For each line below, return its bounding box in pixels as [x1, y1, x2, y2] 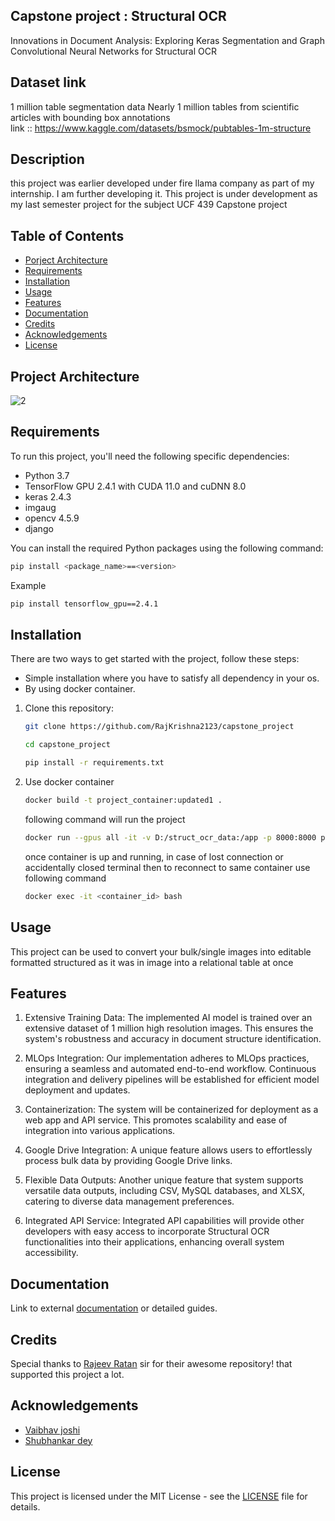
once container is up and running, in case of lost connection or [24, 850, 284, 863]
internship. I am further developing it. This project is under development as [10, 188, 318, 200]
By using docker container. [24, 683, 136, 695]
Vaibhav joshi [24, 1424, 81, 1436]
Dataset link [10, 74, 87, 91]
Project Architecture [10, 368, 140, 385]
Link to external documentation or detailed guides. [10, 1302, 218, 1314]
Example [10, 579, 47, 591]
